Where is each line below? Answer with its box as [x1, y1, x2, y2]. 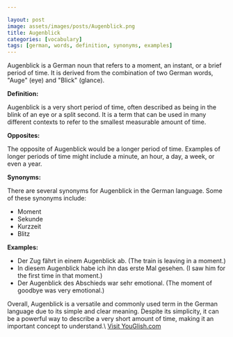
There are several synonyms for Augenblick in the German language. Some [7, 187, 223, 195]
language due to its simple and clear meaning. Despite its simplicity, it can [7, 307, 219, 315]
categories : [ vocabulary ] [7, 36, 82, 42]
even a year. [7, 159, 42, 168]
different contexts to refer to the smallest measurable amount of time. [7, 118, 207, 126]
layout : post [7, 16, 45, 23]
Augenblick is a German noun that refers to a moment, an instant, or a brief [7, 61, 223, 70]
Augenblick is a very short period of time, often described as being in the [7, 103, 217, 111]
